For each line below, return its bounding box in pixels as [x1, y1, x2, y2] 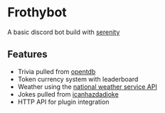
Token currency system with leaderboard [17, 75, 139, 83]
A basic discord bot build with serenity [7, 28, 120, 36]
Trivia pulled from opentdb [17, 67, 96, 75]
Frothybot [7, 4, 68, 21]
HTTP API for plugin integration [17, 97, 110, 106]
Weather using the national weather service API [17, 82, 158, 91]
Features [7, 48, 48, 60]
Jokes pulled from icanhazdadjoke [17, 90, 119, 98]
